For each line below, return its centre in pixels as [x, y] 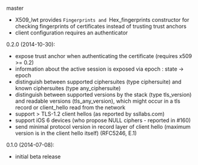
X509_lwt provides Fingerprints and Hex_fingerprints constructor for [102, 20]
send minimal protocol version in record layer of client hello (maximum [103, 127]
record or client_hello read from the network [70, 107]
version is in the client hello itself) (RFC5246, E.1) [76, 133]
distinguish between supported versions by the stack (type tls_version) [103, 95]
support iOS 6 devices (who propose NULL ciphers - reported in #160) [103, 120]
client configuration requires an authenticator [71, 33]
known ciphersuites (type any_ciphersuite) [68, 88]
